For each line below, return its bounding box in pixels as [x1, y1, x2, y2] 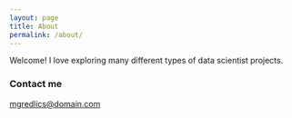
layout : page [9, 13, 59, 23]
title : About [9, 22, 59, 31]
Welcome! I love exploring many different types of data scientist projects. [9, 55, 284, 66]
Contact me [9, 78, 63, 91]
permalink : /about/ [9, 30, 84, 39]
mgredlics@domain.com [9, 98, 101, 109]
